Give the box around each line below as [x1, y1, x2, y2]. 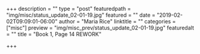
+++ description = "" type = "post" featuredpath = [6, 5, 131, 12]
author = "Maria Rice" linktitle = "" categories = [58, 18, 176, 25]
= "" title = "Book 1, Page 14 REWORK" [6, 31, 102, 38]
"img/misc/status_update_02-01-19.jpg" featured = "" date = [6, 11, 155, 19]
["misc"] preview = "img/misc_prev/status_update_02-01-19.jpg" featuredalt [6, 24, 195, 31]
